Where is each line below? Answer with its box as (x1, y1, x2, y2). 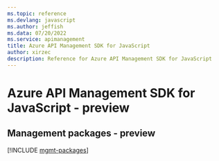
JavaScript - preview (7, 100, 130, 115)
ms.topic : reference (7, 10, 67, 17)
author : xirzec (7, 49, 51, 56)
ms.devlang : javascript (7, 17, 76, 24)
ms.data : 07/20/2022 (7, 29, 67, 37)
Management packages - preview (7, 128, 156, 139)
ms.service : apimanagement (7, 36, 85, 43)
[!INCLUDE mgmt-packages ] (7, 146, 89, 154)
